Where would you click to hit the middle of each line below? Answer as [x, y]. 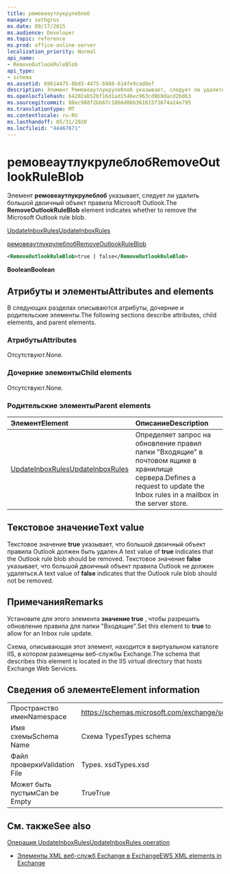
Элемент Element [40, 423]
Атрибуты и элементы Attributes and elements [111, 291]
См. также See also [49, 826]
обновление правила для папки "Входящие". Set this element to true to [109, 626]
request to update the [170, 486]
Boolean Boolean [31, 270]
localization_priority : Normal [52, 52]
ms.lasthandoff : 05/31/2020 [47, 122]
